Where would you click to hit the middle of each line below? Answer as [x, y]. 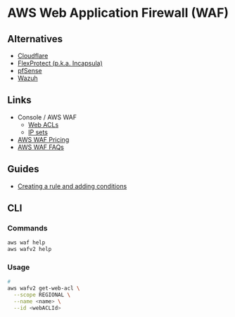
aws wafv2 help [30, 250]
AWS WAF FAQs [41, 147]
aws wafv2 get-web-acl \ [44, 289]
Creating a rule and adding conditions [72, 186]
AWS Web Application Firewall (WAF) [118, 13]
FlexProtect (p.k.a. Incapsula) [60, 63]
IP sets [38, 132]
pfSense [30, 71]
